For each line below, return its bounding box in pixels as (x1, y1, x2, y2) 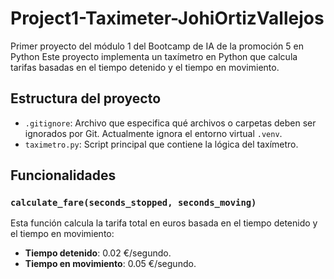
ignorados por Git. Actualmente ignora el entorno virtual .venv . (24, 127, 283, 139)
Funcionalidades (10, 167, 117, 184)
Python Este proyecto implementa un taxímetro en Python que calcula (10, 50, 298, 62)
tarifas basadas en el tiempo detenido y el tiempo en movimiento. (10, 61, 280, 73)
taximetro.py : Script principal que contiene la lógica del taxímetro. (24, 138, 299, 150)
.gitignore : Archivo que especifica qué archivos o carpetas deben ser (24, 117, 317, 129)
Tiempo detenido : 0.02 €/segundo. (24, 247, 172, 259)
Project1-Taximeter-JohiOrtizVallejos (10, 7, 325, 30)
